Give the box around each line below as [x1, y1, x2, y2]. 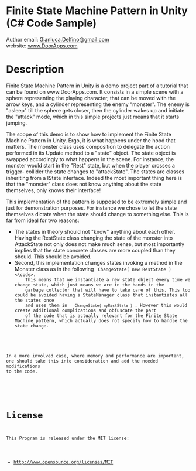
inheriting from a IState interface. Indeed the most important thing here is [6, 174, 183, 181]
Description [6, 63, 64, 76]
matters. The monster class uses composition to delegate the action [6, 143, 170, 150]
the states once [14, 297, 54, 303]
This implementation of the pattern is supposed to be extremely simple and [6, 198, 187, 205]
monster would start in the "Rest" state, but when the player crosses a [6, 162, 176, 169]
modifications [6, 363, 41, 369]
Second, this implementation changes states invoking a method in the [14, 259, 183, 266]
